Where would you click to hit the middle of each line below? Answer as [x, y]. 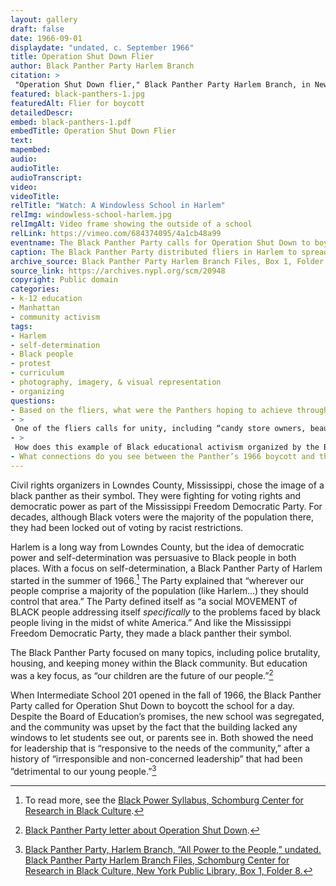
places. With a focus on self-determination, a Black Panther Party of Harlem [166, 568]
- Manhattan [35, 308]
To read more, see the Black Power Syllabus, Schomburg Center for [164, 800]
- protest [31, 364]
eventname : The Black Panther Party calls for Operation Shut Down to [160, 242]
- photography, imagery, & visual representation [116, 382]
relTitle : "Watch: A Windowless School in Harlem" [118, 206]
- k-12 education [46, 299]
